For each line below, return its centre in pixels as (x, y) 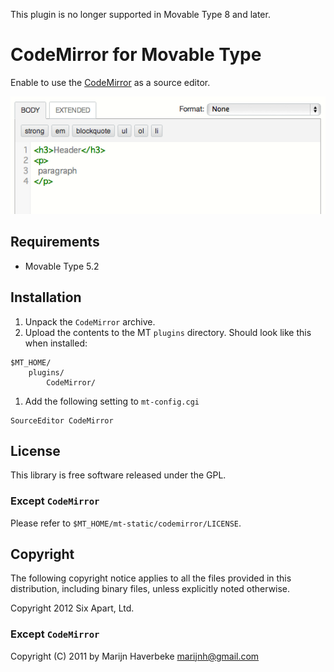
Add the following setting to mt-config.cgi (112, 401)
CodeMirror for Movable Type (136, 55)
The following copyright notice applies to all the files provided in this (151, 578)
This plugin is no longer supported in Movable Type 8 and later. (140, 14)
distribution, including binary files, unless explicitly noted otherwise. (150, 589)
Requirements (55, 242)
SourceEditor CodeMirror (62, 420)
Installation (46, 297)
